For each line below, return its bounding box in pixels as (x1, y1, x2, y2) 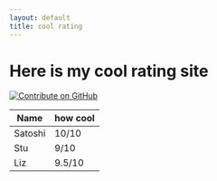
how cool (53, 112, 95, 125)
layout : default (9, 13, 71, 23)
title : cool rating (9, 22, 83, 31)
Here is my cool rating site (9, 61, 209, 81)
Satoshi (14, 128, 46, 140)
